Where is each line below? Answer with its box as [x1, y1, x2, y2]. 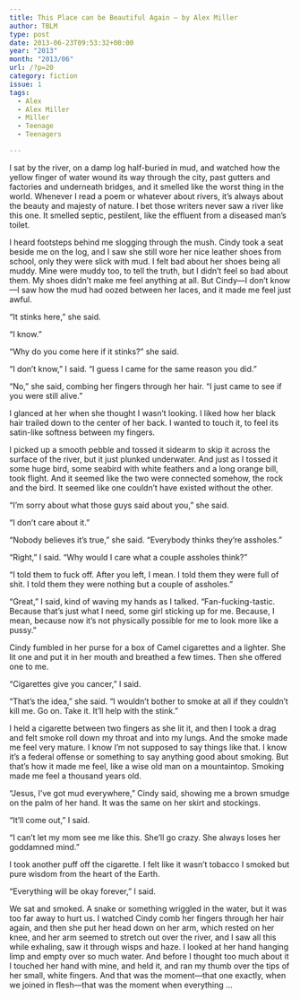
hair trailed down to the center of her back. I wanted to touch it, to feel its [9, 417, 279, 428]
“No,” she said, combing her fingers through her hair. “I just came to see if [9, 380, 282, 391]
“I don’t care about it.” [9, 517, 90, 527]
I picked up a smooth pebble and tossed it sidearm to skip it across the [9, 444, 270, 455]
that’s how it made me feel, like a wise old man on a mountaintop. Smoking [9, 760, 285, 771]
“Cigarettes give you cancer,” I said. [9, 678, 141, 689]
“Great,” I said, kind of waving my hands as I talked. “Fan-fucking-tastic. [9, 595, 276, 606]
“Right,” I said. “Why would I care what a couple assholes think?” [9, 552, 248, 562]
